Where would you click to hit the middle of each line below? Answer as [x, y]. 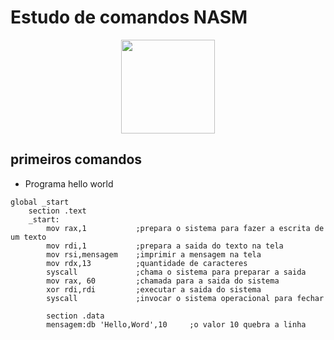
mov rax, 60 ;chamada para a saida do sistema [163, 281]
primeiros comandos [76, 159]
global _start [40, 202]
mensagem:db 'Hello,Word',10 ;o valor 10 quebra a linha [176, 324]
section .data [75, 316]
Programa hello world [69, 183]
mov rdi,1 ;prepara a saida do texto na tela [165, 246]
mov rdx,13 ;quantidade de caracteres [147, 263]
